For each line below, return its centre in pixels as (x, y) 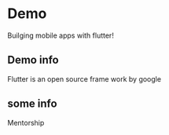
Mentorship (26, 122)
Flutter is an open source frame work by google (84, 78)
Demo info (33, 60)
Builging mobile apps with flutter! (61, 35)
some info (32, 104)
